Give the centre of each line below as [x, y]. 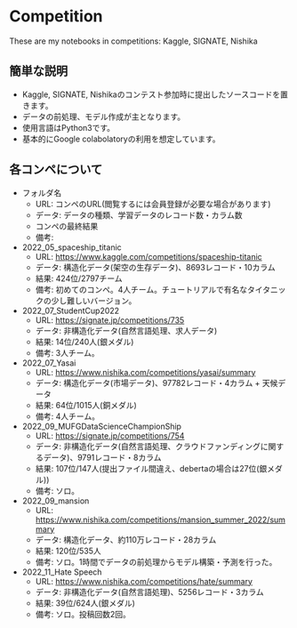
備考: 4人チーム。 [68, 416]
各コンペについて [56, 169]
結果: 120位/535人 [68, 551]
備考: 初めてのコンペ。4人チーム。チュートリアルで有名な [141, 289]
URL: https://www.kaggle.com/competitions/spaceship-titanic [148, 256]
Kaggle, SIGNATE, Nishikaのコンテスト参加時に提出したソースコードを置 [155, 94]
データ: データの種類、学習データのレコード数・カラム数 [139, 214]
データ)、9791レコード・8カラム [102, 457]
